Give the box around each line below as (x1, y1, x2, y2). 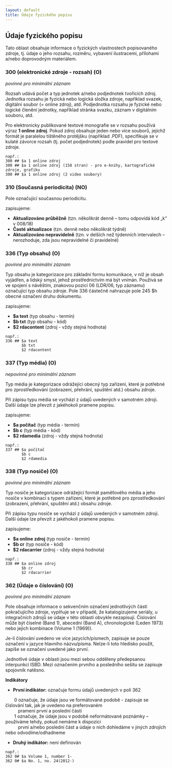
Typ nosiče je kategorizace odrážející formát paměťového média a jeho (5, 489, 156, 495)
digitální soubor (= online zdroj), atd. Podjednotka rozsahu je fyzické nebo (5, 101, 162, 107)
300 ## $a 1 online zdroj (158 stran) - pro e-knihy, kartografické (5, 163, 155, 168)
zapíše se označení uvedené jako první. (5, 646, 89, 652)
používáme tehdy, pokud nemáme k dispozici (5, 719, 101, 725)
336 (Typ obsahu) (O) (5, 249, 61, 257)
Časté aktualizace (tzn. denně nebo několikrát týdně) (12, 226, 127, 232)
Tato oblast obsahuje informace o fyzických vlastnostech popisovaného (5, 45, 158, 51)
